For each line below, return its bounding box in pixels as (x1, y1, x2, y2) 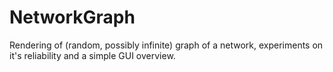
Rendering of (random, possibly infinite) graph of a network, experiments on (9, 39, 324, 51)
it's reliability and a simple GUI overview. (9, 49, 176, 61)
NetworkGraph (9, 6, 136, 29)
